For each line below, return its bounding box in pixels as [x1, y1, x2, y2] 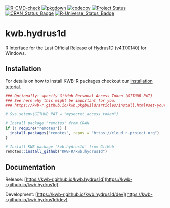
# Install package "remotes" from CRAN [5, 121, 90, 126]
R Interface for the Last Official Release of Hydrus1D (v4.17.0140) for [5, 45, 147, 51]
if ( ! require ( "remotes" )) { [5, 126, 67, 131]
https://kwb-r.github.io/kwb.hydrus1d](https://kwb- [26, 176, 133, 182]
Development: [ [5, 191, 37, 197]
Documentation [5, 162, 56, 172]
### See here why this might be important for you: [5, 98, 116, 103]
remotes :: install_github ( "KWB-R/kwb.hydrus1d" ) [5, 149, 108, 154]
